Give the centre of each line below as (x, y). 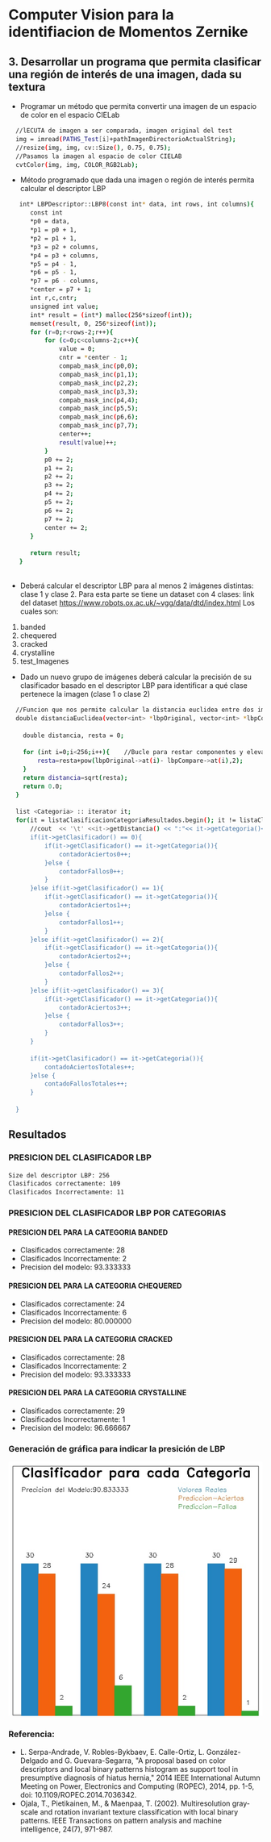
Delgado (34, 1761)
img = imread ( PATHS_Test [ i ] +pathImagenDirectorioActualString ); (126, 139)
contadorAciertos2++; (95, 956)
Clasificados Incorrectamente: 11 (67, 1192)
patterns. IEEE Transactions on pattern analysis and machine (121, 1820)
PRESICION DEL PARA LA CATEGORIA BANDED (88, 1232)
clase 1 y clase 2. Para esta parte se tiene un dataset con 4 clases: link (137, 594)
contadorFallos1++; (92, 922)
